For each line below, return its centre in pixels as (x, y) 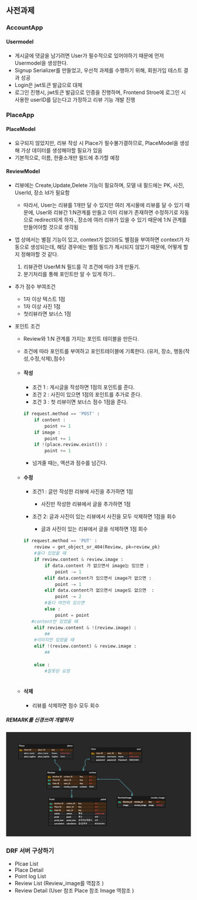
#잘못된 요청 (57, 671)
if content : (50, 420)
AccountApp (25, 28)
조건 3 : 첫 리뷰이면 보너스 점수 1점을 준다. (80, 402)
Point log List (30, 877)
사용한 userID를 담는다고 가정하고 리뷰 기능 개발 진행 (75, 99)
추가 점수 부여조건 (35, 286)
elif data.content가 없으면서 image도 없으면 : (99, 590)
